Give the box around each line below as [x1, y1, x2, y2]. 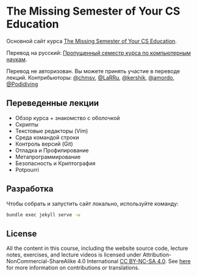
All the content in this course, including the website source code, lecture [6, 245, 188, 252]
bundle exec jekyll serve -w [6, 211, 81, 218]
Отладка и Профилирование [15, 146, 89, 154]
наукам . [6, 55, 27, 63]
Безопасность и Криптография [15, 160, 96, 167]
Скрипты [15, 121, 38, 128]
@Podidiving [6, 80, 38, 88]
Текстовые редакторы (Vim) [15, 127, 88, 135]
